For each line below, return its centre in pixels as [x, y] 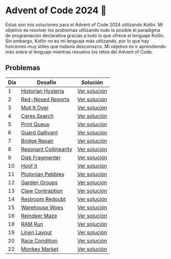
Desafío [47, 82]
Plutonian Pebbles [43, 174]
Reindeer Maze [39, 215]
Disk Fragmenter [41, 157]
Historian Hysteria [43, 91]
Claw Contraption [42, 190]
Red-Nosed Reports [45, 99]
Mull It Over [35, 107]
